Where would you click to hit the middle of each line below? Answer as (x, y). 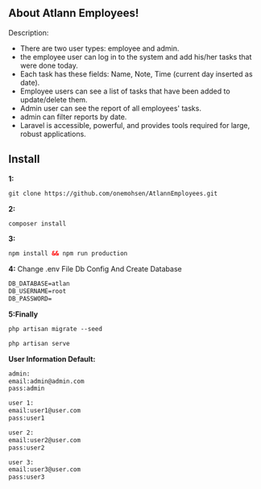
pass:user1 (27, 418)
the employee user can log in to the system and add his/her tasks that (136, 56)
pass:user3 (27, 477)
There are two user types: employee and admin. (99, 48)
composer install (37, 224)
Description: (29, 32)
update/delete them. (54, 99)
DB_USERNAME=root (37, 292)
